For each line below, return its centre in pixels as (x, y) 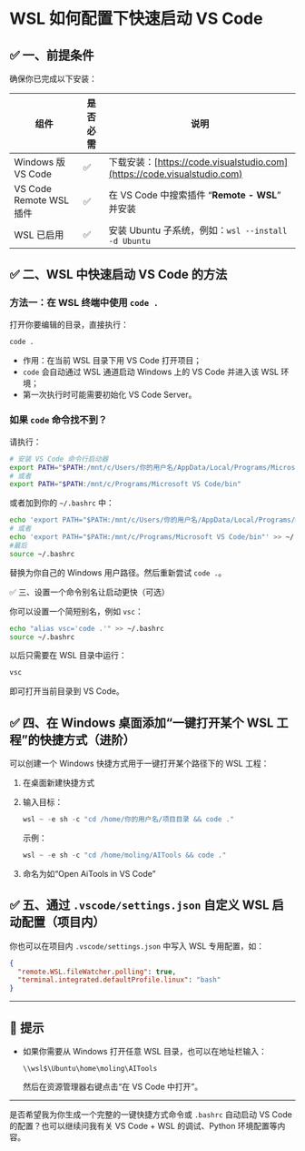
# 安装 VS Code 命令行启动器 (59, 459)
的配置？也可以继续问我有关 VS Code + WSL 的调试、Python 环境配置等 (144, 1126)
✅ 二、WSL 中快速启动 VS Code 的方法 (118, 275)
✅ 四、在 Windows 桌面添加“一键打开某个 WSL (142, 723)
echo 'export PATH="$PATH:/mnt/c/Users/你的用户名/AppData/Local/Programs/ (152, 520)
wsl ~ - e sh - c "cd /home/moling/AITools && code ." (124, 856)
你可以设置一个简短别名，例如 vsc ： (76, 611)
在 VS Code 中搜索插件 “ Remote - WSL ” (195, 195)
